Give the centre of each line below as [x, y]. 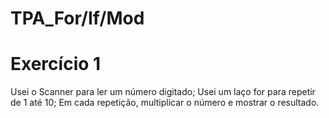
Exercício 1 [56, 64]
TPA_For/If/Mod [77, 18]
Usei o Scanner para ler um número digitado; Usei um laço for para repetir [163, 92]
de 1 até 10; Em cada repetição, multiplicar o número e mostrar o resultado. [165, 103]
